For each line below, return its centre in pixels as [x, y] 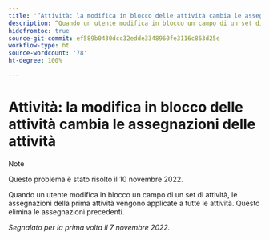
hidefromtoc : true [39, 31]
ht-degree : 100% [35, 61]
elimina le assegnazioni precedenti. [66, 212]
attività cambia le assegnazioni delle [132, 124]
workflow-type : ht [39, 46]
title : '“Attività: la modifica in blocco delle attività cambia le [125, 16]
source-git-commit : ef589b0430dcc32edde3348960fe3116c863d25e [114, 38]
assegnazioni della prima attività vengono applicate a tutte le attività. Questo [134, 203]
